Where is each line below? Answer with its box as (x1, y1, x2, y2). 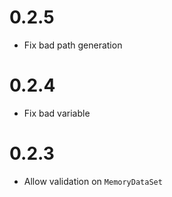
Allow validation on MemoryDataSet (23, 175, 163, 187)
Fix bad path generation (23, 39, 123, 51)
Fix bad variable (23, 107, 91, 119)
